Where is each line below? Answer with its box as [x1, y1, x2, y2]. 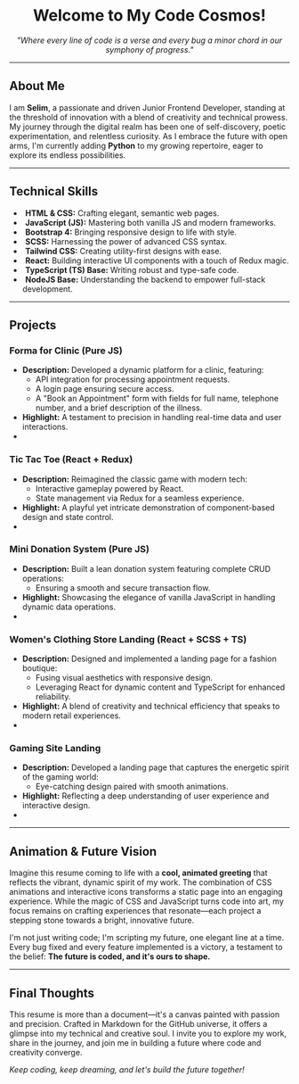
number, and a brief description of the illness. [35, 402, 203, 413]
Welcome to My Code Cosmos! [32, 5, 267, 26]
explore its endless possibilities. [9, 149, 126, 161]
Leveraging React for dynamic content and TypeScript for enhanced [35, 682, 286, 692]
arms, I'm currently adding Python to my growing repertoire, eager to [9, 140, 264, 151]
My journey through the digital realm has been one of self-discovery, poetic [9, 121, 287, 132]
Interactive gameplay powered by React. [35, 483, 184, 493]
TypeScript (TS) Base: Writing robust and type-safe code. [25, 264, 239, 275]
